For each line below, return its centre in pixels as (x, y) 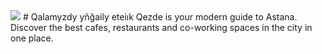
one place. (32, 38)
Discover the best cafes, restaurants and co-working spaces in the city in (161, 27)
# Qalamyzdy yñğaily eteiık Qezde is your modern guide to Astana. (160, 17)
